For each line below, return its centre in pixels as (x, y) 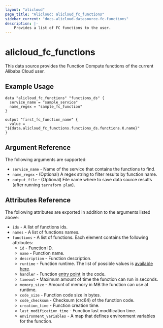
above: (12, 217)
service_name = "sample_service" (44, 102)
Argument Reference (38, 148)
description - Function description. (55, 258)
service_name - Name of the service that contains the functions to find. (84, 169)
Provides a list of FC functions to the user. (63, 28)
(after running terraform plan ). (44, 185)
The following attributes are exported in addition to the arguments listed (78, 212)
